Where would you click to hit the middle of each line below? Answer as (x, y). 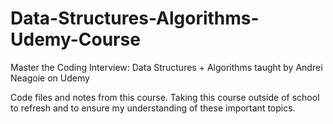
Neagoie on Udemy (50, 78)
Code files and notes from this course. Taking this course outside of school (165, 97)
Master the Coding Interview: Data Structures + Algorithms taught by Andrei (166, 67)
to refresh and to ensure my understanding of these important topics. (153, 108)
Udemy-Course (75, 39)
